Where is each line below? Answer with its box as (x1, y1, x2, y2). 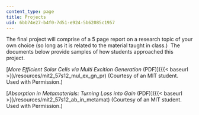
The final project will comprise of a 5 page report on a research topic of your (6, 36, 193, 43)
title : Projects (6, 14, 46, 20)
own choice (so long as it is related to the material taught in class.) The (6, 42, 181, 49)
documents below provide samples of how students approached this (6, 48, 174, 55)
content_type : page (6, 8, 54, 15)
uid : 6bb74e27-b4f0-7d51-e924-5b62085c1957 (6, 19, 115, 25)
